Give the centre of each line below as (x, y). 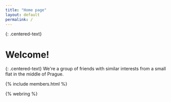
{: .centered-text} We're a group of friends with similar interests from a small (86, 69)
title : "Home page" (26, 10)
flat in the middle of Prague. (34, 74)
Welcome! (27, 55)
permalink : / (19, 19)
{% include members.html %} (36, 84)
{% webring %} (21, 94)
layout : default (22, 15)
